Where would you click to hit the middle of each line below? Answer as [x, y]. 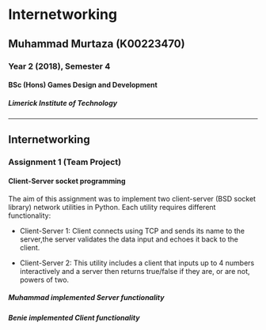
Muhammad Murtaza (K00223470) [97, 44]
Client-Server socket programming [67, 181]
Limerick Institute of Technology [63, 103]
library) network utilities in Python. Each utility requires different [112, 207]
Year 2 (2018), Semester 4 [59, 66]
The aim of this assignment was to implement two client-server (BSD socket [132, 198]
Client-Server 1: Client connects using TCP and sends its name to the [132, 231]
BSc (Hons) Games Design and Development [83, 85]
